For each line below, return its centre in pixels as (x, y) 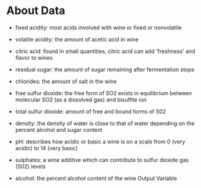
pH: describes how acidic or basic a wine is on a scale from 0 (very (100, 142)
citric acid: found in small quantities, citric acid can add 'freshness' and (105, 51)
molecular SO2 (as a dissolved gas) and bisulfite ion (81, 99)
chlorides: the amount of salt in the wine (66, 81)
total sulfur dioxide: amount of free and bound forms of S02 (91, 111)
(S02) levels (30, 166)
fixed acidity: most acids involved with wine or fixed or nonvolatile (98, 27)
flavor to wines (34, 57)
